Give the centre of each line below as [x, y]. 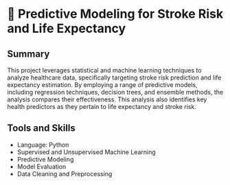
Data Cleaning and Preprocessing [65, 173]
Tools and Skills [41, 128]
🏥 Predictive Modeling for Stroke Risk [115, 14]
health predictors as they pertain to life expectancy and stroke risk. [102, 107]
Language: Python [43, 145]
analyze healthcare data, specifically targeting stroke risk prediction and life [114, 77]
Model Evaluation [42, 166]
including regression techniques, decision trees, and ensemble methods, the [115, 92]
